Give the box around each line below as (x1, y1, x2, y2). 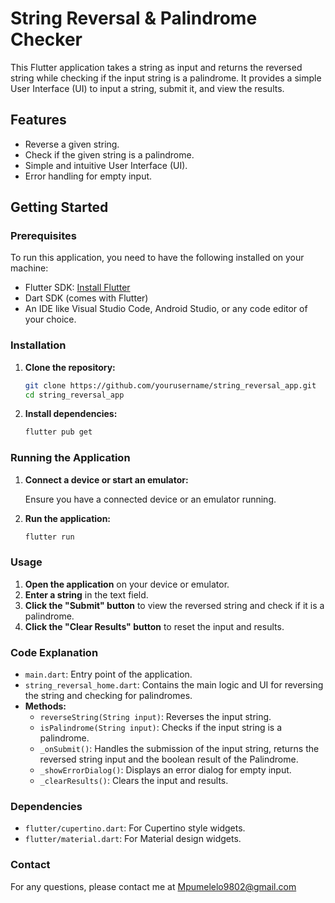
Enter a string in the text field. (24, 588, 149, 601)
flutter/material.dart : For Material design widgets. (24, 833, 242, 845)
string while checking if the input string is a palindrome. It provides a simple (10, 72, 322, 84)
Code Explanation (10, 645, 99, 659)
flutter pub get (24, 427, 93, 437)
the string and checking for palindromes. (24, 690, 193, 702)
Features (10, 112, 67, 129)
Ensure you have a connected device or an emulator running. (24, 493, 277, 505)
